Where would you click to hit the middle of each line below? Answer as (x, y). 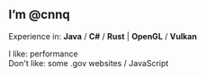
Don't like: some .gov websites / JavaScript (89, 63)
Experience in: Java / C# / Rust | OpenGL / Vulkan (103, 36)
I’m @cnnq (40, 15)
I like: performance (43, 54)
